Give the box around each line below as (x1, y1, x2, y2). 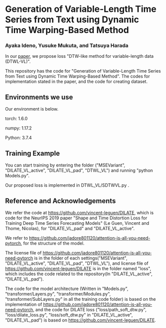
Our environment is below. (5, 106, 59, 112)
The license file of (5, 249, 42, 255)
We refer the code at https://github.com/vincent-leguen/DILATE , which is (5, 209, 154, 215)
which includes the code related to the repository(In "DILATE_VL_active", (5, 271, 153, 277)
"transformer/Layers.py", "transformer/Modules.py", (5, 290, 111, 297)
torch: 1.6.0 (5, 116, 28, 122)
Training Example (5, 149, 60, 158)
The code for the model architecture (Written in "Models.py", (5, 286, 128, 291)
